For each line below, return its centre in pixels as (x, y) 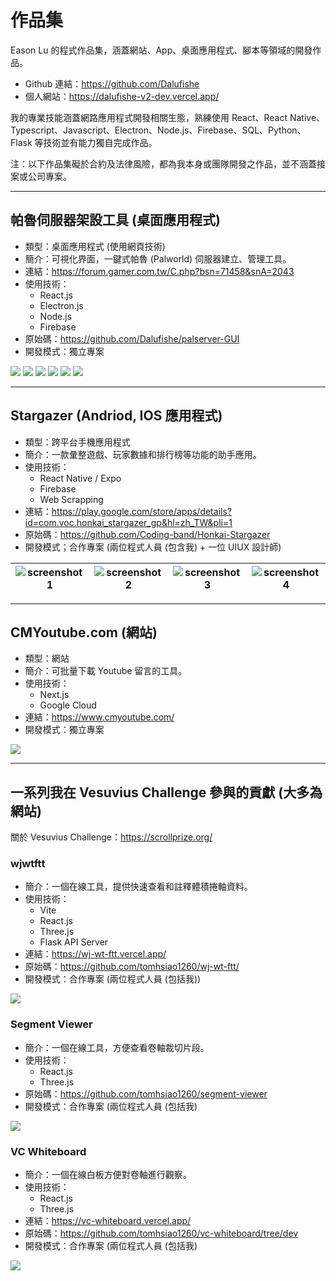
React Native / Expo (80, 478)
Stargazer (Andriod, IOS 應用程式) (116, 416)
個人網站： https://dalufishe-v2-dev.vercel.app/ (122, 96)
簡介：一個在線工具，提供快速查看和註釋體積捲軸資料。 (138, 887)
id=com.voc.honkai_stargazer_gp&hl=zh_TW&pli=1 (128, 522)
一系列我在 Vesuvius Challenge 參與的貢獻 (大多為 (166, 792)
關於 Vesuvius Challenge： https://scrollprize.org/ (111, 837)
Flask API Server (74, 942)
